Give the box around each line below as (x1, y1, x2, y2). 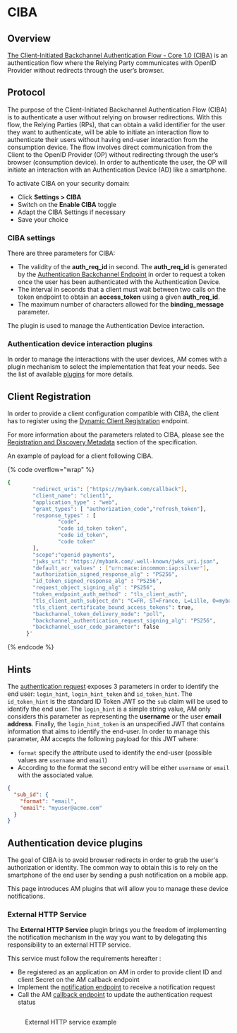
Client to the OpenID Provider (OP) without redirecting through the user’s (7, 150, 219, 159)
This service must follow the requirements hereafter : (7, 955, 162, 963)
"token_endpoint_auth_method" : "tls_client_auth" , (32, 591, 188, 598)
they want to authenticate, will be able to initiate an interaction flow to (7, 128, 209, 136)
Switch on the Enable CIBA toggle (17, 200, 116, 208)
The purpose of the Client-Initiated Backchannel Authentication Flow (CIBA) (7, 105, 227, 114)
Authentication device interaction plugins (7, 339, 153, 349)
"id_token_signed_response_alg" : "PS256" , (32, 577, 162, 585)
